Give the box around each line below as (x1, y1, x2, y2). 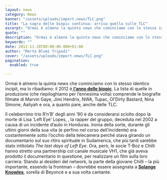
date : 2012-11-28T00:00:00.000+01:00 (5, 44, 83, 49)
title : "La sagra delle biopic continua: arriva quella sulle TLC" (5, 21, 148, 26)
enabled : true (9, 62, 39, 67)
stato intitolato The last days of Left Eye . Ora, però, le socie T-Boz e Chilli (5, 143, 155, 149)
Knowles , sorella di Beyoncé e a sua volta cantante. (5, 169, 111, 175)
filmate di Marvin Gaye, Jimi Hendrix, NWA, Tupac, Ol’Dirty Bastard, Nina (5, 96, 154, 102)
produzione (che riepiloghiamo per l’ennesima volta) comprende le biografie (5, 91, 161, 97)
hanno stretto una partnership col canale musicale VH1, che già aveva (5, 148, 148, 154)
